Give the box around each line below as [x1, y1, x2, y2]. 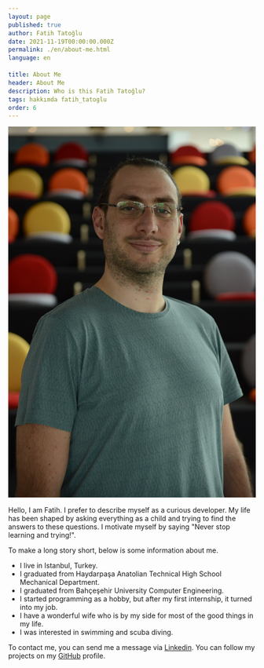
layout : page [8, 13, 51, 20]
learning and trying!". [8, 530, 76, 539]
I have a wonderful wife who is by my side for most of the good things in [19, 611, 254, 620]
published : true [8, 20, 61, 29]
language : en [8, 54, 51, 62]
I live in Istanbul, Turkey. [19, 560, 98, 570]
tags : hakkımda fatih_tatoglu [8, 95, 108, 104]
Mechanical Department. [19, 577, 100, 586]
